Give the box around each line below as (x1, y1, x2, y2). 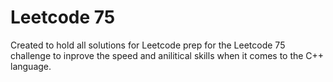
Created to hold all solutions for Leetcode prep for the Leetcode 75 (10, 39, 286, 51)
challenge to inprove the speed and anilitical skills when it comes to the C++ (10, 49, 325, 61)
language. (10, 60, 52, 72)
